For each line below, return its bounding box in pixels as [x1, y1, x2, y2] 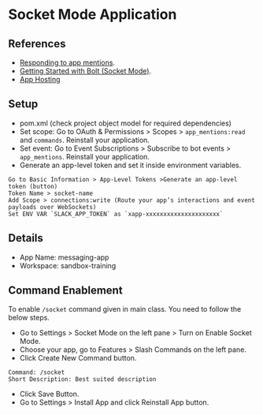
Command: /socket [8, 368, 65, 376]
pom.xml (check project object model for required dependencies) [19, 118, 232, 128]
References [8, 37, 66, 50]
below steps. [8, 313, 50, 323]
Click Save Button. [19, 389, 80, 399]
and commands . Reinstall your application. [19, 135, 150, 144]
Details [8, 231, 43, 245]
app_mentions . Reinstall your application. [19, 151, 150, 161]
